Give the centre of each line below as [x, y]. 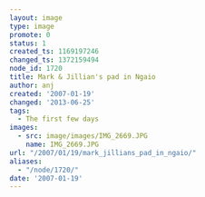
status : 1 [28, 43]
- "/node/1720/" [48, 170]
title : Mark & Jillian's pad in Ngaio [83, 77]
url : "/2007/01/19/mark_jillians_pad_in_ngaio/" [103, 153]
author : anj [32, 85]
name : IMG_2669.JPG [63, 144]
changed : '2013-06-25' [52, 102]
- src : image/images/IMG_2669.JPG [83, 136]
